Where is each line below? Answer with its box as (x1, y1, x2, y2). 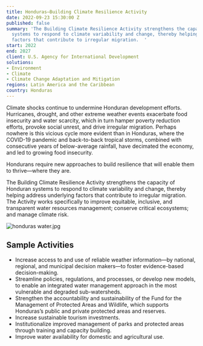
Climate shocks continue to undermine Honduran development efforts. (6, 104, 182, 111)
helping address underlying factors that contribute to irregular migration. (6, 191, 187, 199)
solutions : (6, 59, 34, 65)
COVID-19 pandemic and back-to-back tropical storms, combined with (6, 136, 182, 143)
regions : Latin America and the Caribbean (6, 82, 115, 88)
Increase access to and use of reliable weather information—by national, (14, 256, 196, 263)
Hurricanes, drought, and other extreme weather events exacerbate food (6, 110, 188, 118)
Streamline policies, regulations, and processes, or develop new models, (14, 275, 196, 283)
